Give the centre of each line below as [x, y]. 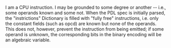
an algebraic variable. [28, 40]
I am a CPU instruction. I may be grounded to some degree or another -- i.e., [86, 7]
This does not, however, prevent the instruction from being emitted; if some [85, 29]
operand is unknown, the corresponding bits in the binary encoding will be [83, 34]
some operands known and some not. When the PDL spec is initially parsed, [85, 13]
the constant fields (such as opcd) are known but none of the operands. [81, 23]
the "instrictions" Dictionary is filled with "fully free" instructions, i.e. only [82, 18]
